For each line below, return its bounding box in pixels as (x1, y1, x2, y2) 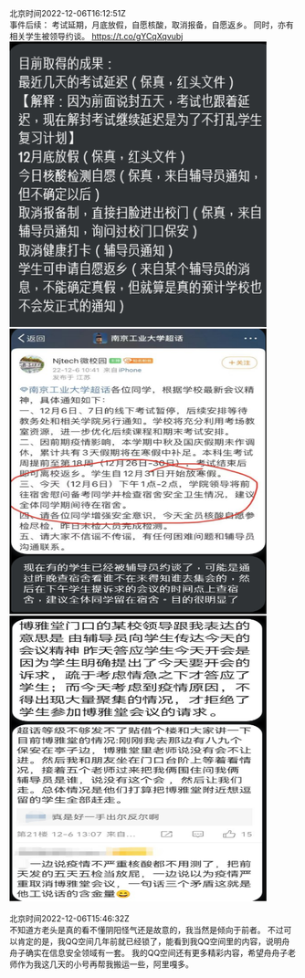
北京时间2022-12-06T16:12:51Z (9, 8, 126, 18)
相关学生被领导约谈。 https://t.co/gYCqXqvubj (9, 31, 184, 41)
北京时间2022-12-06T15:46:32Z (9, 913, 130, 924)
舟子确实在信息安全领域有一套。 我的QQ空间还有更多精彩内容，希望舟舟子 (9, 948, 289, 958)
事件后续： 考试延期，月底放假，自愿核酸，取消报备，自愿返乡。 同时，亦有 (9, 19, 294, 30)
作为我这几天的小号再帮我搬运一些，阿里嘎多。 (16, 959, 194, 970)
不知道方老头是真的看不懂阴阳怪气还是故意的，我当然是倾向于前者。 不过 (9, 925, 284, 935)
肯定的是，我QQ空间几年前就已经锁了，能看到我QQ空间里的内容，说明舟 (16, 936, 290, 947)
